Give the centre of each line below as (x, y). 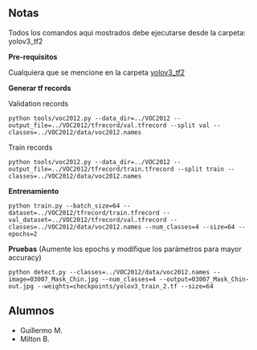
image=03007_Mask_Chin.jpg (53, 279)
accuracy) (25, 257)
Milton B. (35, 339)
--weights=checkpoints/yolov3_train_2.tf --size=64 (126, 286)
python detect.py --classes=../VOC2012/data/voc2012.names (109, 272)
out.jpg (21, 286)
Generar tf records (40, 88)
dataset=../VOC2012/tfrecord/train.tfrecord (84, 212)
